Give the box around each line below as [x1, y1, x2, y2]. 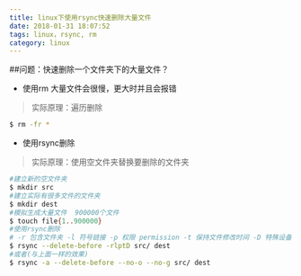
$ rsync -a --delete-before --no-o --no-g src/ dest [9, 258, 211, 267]
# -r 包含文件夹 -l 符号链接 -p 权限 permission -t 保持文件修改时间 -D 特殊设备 [9, 233, 292, 243]
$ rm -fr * [9, 120, 50, 129]
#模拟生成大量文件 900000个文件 [9, 208, 120, 217]
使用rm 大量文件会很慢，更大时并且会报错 [22, 83, 177, 94]
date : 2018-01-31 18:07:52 [9, 22, 111, 31]
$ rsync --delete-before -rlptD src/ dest [9, 242, 171, 251]
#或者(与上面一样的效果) [9, 250, 89, 259]
